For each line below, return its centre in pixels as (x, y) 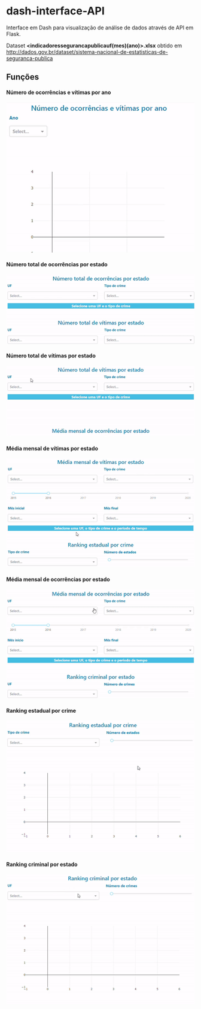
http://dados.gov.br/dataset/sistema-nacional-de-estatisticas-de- (87, 51)
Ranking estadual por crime (41, 710)
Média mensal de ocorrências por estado (58, 579)
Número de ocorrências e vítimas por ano (59, 92)
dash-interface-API (55, 11)
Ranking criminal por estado (42, 864)
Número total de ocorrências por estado (57, 264)
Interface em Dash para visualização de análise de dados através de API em (100, 28)
